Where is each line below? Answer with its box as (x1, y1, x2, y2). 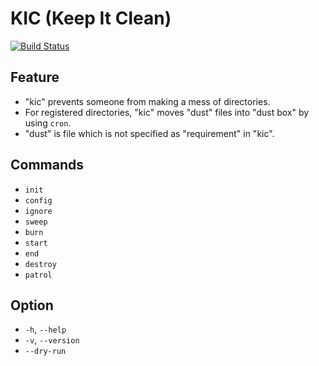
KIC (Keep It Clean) (10, 7, 172, 30)
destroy (24, 259, 57, 269)
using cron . (24, 117, 72, 129)
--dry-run (24, 347, 67, 357)
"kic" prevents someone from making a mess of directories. (24, 95, 271, 107)
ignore (24, 206, 53, 216)
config (24, 195, 53, 206)
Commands (10, 157, 85, 174)
